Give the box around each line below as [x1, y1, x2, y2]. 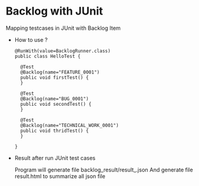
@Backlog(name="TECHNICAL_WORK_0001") [20, 122, 119, 128]
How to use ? [14, 36, 48, 43]
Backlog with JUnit [5, 4, 103, 18]
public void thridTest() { [20, 128, 89, 134]
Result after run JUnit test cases [14, 154, 96, 162]
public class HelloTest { [14, 53, 81, 59]
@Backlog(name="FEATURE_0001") [20, 69, 100, 75]
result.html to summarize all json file [14, 172, 106, 180]
